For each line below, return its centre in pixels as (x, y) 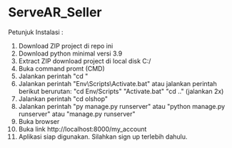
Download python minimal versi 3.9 (70, 53)
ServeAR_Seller (55, 12)
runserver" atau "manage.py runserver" (77, 114)
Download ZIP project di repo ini (66, 46)
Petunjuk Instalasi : (36, 32)
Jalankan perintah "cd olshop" (63, 99)
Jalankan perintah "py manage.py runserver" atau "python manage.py (122, 106)
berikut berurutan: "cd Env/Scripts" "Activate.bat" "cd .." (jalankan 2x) (121, 91)
